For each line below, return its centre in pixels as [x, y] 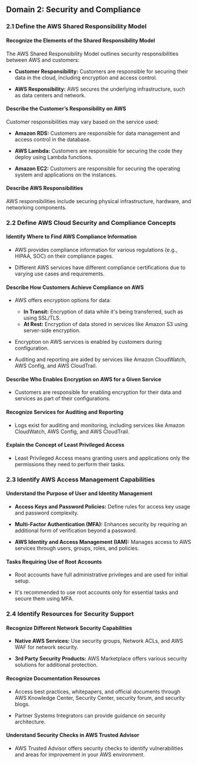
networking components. [36, 207]
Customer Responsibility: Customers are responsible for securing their [101, 71]
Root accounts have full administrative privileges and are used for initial [101, 575]
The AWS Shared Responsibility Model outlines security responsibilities [92, 54]
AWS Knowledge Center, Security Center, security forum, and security [100, 697]
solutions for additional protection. [56, 665]
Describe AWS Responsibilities [45, 188]
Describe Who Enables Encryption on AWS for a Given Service [84, 379]
